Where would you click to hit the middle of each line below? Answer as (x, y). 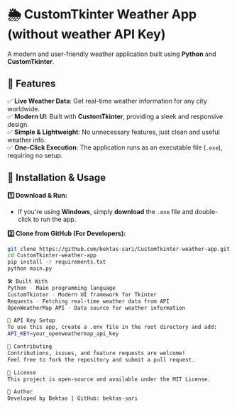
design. (18, 124)
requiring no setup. (35, 155)
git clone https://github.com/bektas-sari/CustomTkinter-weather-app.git (119, 249)
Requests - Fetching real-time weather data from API (89, 301)
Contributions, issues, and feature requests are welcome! (97, 353)
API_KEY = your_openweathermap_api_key (63, 334)
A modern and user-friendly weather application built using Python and (112, 54)
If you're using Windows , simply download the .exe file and (105, 211)
